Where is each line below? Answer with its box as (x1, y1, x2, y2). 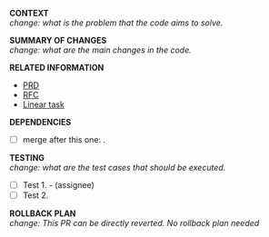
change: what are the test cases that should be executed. (9, 163, 226, 173)
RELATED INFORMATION (9, 63, 105, 73)
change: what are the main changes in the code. (9, 44, 193, 55)
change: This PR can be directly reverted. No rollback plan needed (9, 218, 260, 229)
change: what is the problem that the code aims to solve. (9, 17, 224, 28)
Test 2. (22, 190, 49, 201)
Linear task (22, 99, 65, 110)
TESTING (9, 153, 45, 163)
